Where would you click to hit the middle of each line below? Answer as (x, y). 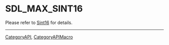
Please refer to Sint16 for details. (39, 22)
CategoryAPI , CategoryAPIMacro (39, 37)
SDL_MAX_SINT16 (44, 9)
